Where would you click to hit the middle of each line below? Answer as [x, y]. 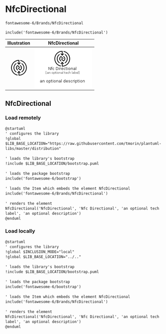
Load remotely [23, 117]
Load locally [20, 231]
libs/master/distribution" [33, 148]
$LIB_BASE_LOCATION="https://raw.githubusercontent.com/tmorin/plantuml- [83, 143]
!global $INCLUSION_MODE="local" [40, 252]
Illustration [19, 43]
